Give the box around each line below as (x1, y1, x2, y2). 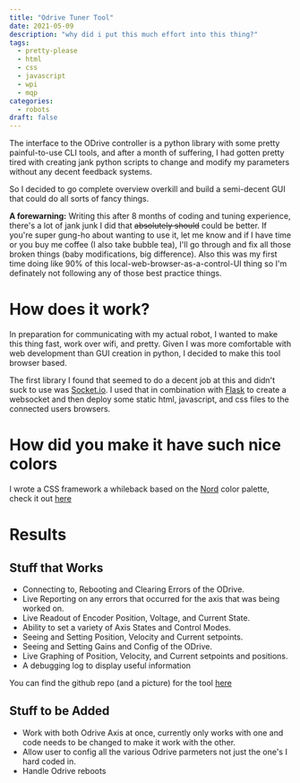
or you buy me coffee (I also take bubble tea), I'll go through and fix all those (9, 239, 291, 250)
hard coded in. (21, 755, 76, 767)
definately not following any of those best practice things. (9, 268, 222, 279)
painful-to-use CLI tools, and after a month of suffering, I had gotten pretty (9, 147, 285, 158)
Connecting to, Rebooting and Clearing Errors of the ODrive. (21, 584, 244, 595)
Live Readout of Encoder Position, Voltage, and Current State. (21, 613, 251, 623)
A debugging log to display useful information (21, 660, 191, 671)
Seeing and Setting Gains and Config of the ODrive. (21, 641, 213, 651)
